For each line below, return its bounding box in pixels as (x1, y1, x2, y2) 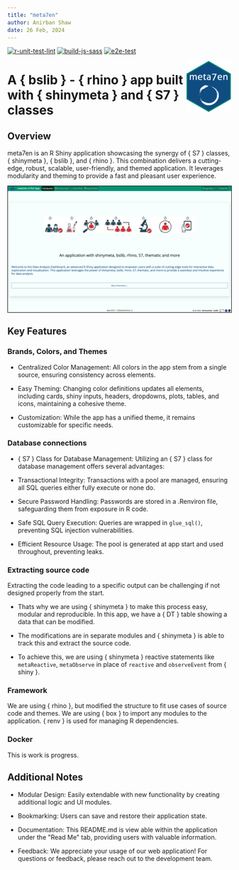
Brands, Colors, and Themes (7, 347, 108, 357)
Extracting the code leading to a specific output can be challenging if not (7, 581, 221, 590)
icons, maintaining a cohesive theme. (17, 399, 126, 408)
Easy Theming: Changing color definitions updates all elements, (17, 384, 204, 392)
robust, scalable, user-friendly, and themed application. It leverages (26, 164, 223, 173)
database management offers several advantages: (17, 462, 165, 471)
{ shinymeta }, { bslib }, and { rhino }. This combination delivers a (7, 156, 197, 165)
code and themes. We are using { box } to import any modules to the (7, 709, 207, 718)
